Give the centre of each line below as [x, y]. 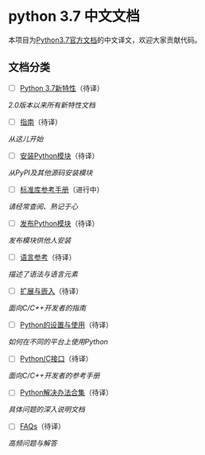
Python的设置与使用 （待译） [66, 325]
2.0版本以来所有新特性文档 [52, 105]
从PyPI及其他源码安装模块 [50, 173]
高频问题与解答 [33, 443]
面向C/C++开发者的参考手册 [54, 375]
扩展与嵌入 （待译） [51, 291]
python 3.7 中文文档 [74, 16]
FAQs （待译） [43, 426]
